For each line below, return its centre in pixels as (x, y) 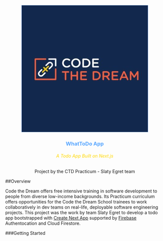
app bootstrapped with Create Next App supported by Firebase (71, 218)
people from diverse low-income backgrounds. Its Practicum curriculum (80, 196)
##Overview (18, 181)
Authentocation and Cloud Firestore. (43, 223)
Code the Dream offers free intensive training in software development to (81, 191)
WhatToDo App (85, 143)
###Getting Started (25, 233)
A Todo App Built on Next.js (85, 156)
